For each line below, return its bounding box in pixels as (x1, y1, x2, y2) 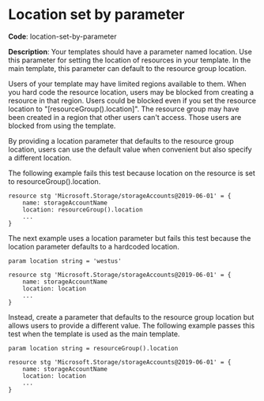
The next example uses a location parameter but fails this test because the (8, 233, 251, 242)
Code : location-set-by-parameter (8, 32, 117, 41)
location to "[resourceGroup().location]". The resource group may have (8, 104, 239, 114)
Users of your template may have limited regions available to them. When (8, 79, 247, 88)
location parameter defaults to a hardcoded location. (8, 242, 179, 251)
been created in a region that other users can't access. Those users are (8, 112, 242, 122)
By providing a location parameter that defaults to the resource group (8, 136, 235, 145)
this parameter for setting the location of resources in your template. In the (8, 55, 251, 65)
